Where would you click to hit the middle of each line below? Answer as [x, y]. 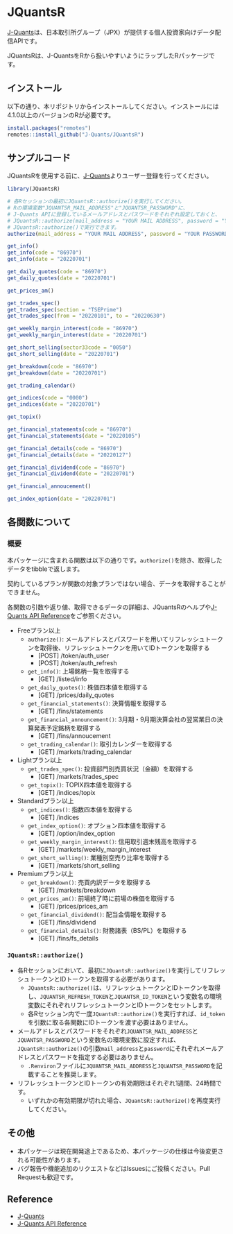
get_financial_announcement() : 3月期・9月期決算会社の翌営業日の [122, 719]
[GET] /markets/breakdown [77, 890]
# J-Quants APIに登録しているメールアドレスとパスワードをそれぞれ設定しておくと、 [114, 214]
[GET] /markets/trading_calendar [85, 752]
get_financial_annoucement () [49, 486]
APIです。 [27, 41]
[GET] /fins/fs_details [68, 938]
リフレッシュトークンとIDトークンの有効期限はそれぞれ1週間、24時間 [116, 1083]
